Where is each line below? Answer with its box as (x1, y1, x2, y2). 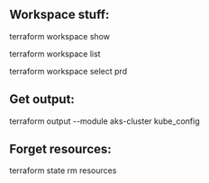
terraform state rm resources (9, 165, 117, 176)
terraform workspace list (9, 48, 101, 59)
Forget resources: (9, 142, 113, 157)
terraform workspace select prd (9, 65, 128, 76)
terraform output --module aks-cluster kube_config (9, 116, 200, 126)
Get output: (9, 91, 75, 107)
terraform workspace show (9, 30, 111, 41)
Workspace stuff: (9, 7, 110, 22)
